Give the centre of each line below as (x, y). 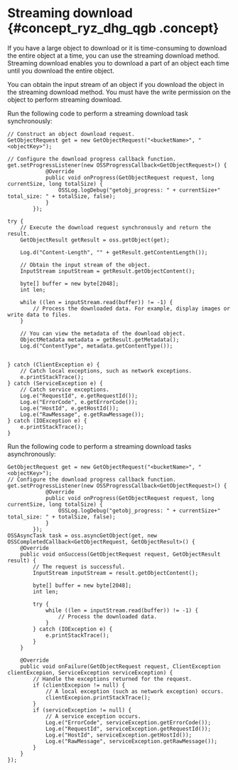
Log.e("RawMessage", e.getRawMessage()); (82, 415)
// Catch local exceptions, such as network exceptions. (106, 371)
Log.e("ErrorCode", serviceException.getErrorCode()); (128, 722)
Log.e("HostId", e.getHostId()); (70, 408)
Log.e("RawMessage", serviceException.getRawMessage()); (131, 741)
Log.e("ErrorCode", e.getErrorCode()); (79, 402)
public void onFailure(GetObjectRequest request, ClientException (120, 666)
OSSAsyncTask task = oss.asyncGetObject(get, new (82, 536)
